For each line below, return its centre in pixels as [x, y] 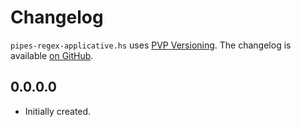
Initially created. [58, 111]
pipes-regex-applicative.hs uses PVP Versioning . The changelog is [151, 45]
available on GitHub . [52, 55]
